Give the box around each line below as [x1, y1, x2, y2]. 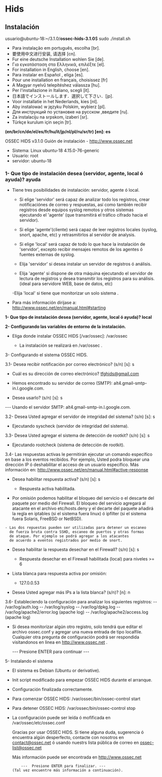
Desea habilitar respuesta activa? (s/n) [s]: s [12, 476, 100, 482]
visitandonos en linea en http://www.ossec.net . [12, 639, 108, 645]
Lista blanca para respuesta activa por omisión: [12, 571, 107, 577]
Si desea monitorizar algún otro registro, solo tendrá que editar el [12, 624, 143, 630]
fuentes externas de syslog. [19, 252, 75, 257]
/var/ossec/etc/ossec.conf [12, 720, 65, 726]
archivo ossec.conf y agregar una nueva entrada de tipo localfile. [12, 629, 143, 635]
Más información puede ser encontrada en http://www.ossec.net [12, 754, 142, 760]
